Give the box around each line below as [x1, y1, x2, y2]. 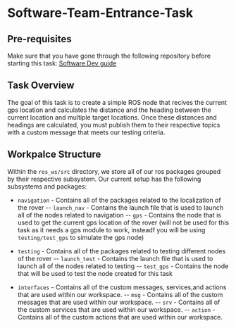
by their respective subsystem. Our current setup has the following [7, 175, 201, 183]
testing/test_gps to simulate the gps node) [17, 233, 144, 241]
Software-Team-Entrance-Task [7, 5, 194, 21]
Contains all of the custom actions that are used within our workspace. [17, 313, 223, 321]
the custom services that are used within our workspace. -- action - [17, 305, 216, 314]
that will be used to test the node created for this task [17, 269, 173, 277]
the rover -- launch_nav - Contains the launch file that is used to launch [17, 203, 224, 212]
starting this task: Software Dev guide [7, 59, 117, 68]
